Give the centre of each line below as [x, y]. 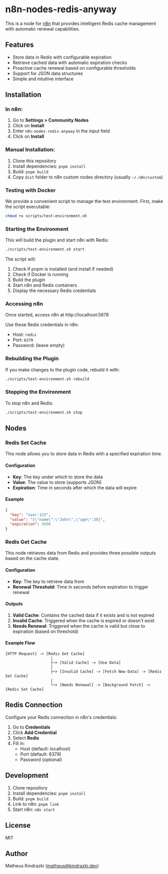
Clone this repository [34, 161]
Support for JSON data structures [48, 73]
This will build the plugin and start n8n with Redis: [57, 240]
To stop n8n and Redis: [29, 403]
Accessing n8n [24, 304]
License [18, 825]
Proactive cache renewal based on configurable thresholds [74, 68]
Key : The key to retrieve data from [48, 581]
